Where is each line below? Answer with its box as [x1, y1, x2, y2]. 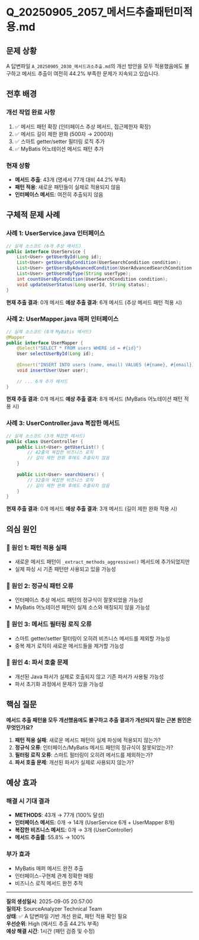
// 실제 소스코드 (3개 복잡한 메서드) [6, 433, 86, 439]
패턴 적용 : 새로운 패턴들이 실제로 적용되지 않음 [14, 183, 121, 190]
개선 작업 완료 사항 [6, 108, 56, 116]
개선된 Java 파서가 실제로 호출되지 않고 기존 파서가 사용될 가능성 [14, 673, 164, 680]
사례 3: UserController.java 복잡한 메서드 [6, 419, 120, 427]
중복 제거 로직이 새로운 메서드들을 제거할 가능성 [14, 642, 124, 649]
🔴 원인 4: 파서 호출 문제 [6, 658, 69, 666]
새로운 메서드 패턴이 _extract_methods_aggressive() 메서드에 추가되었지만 [14, 558, 190, 565]
